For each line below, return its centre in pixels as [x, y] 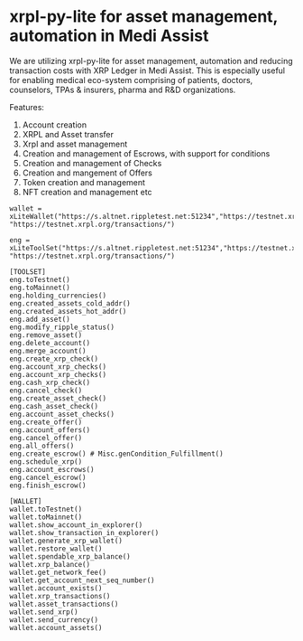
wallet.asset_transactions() [64, 604]
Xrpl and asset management [75, 144]
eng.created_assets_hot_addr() [68, 311]
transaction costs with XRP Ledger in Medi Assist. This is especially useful [147, 71]
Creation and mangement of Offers [87, 173]
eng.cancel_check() [46, 391]
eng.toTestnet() [40, 279]
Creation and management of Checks [92, 163]
